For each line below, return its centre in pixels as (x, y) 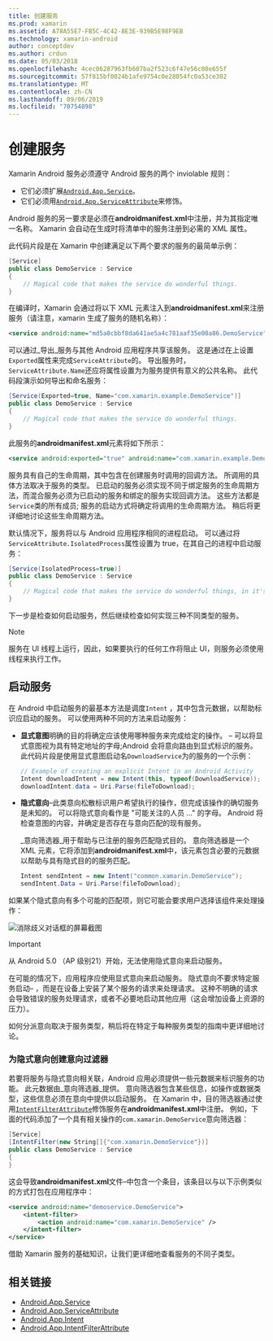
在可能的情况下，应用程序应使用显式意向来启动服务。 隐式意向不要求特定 (130, 978)
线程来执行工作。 (37, 658)
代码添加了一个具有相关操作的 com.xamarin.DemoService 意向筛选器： (136, 1119)
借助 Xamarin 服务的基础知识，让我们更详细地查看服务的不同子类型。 (124, 1254)
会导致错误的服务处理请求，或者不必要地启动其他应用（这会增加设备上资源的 (136, 998)
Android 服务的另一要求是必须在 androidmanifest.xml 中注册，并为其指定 (130, 218)
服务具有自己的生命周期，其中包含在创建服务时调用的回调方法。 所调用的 (130, 475)
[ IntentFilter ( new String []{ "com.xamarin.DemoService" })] (108, 1142)
